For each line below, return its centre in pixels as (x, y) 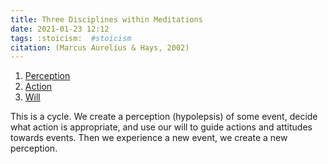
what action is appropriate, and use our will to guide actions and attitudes (161, 127)
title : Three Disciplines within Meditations (106, 19)
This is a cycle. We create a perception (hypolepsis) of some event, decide (164, 117)
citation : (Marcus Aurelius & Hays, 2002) (100, 47)
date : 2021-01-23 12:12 (60, 29)
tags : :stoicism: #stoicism (71, 38)
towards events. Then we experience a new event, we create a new (149, 138)
